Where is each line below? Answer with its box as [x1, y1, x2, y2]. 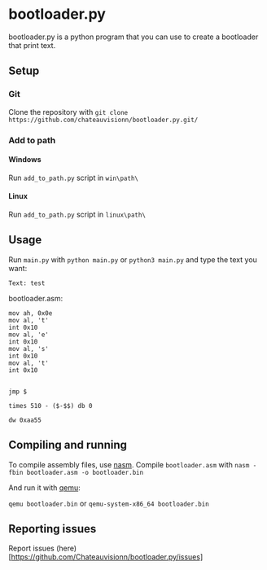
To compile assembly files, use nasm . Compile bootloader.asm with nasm [8, 459, 250, 469]
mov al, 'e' [8, 331, 49, 339]
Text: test [8, 278, 46, 287]
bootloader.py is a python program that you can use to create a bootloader [8, 32, 259, 42]
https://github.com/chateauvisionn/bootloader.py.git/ [8, 116, 199, 124]
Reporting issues [8, 522, 97, 536]
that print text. [8, 40, 56, 50]
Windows [8, 155, 42, 164]
